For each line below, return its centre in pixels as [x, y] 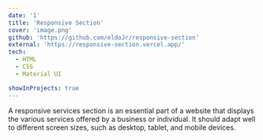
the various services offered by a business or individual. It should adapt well [132, 119]
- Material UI [38, 74]
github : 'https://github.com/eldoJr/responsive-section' [104, 37]
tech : [17, 52]
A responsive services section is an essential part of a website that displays [131, 110]
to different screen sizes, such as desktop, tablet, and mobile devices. [122, 127]
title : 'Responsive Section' [56, 23]
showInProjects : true [44, 88]
